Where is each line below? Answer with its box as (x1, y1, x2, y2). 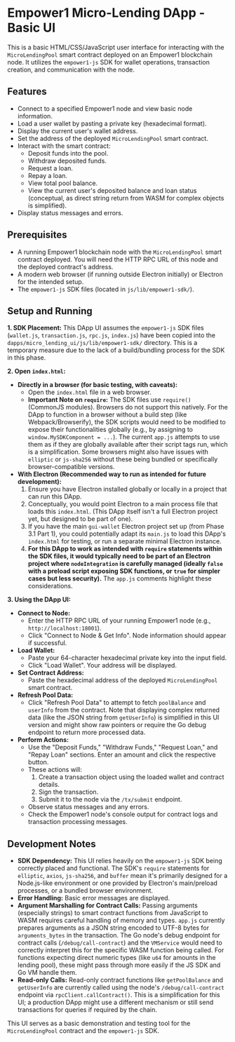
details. (38, 780, 60, 789)
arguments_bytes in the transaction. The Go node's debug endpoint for (17, 931, 221, 940)
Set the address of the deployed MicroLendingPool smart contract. (17, 134, 208, 142)
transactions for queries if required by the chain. (17, 1006, 158, 1014)
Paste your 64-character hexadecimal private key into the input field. (27, 654, 227, 662)
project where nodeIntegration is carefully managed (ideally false (27, 560, 223, 568)
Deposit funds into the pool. (27, 149, 109, 157)
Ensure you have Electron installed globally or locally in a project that (27, 485, 227, 494)
